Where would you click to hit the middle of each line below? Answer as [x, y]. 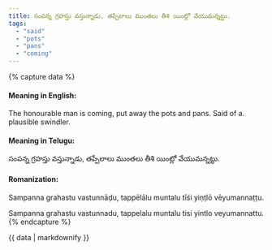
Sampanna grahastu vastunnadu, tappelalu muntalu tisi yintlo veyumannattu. [136, 213]
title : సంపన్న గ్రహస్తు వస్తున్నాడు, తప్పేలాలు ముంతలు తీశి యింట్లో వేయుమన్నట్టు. [120, 16]
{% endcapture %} [40, 222]
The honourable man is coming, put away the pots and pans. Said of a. [127, 114]
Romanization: [34, 179]
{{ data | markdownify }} [49, 237]
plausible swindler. [40, 122]
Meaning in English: [43, 95]
